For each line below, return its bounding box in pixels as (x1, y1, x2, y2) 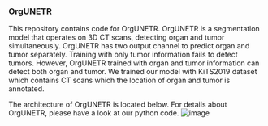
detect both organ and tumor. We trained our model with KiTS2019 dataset (8, 67, 257, 77)
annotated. (8, 84, 45, 94)
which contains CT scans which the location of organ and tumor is (8, 75, 231, 86)
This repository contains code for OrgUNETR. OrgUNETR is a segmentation (8, 24, 260, 34)
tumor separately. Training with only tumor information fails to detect (8, 50, 238, 60)
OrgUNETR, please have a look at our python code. (8, 108, 179, 118)
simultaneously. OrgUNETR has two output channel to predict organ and (8, 41, 250, 51)
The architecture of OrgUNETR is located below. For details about (8, 99, 227, 110)
